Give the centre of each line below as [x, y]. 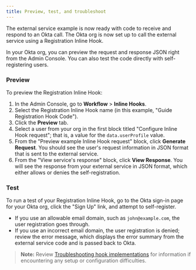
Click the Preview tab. [41, 122]
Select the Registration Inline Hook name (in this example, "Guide [93, 110]
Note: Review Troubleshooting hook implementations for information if [106, 254]
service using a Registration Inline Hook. [55, 41]
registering [19, 65]
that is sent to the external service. [56, 154]
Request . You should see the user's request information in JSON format [102, 147]
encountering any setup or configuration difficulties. [83, 261]
